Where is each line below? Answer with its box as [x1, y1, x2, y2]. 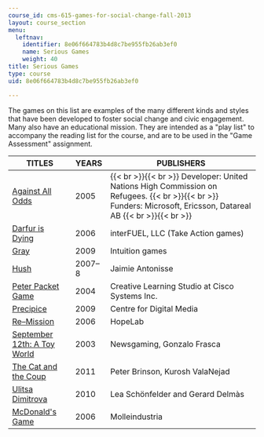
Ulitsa [12, 384, 34, 395]
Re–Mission [12, 315, 55, 326]
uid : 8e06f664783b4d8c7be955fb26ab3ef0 [8, 77, 139, 85]
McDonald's [12, 406, 57, 417]
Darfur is [12, 223, 45, 234]
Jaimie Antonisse [109, 263, 174, 274]
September [12, 329, 53, 340]
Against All [12, 185, 52, 196]
